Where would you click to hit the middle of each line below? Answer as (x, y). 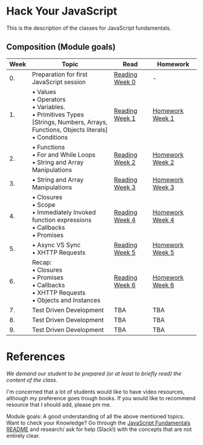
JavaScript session (59, 82)
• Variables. (49, 107)
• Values (44, 92)
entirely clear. (23, 435)
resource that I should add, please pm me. (59, 404)
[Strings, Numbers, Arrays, (70, 122)
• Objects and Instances (66, 300)
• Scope (44, 204)
